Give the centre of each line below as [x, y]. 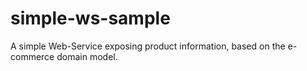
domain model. [87, 56]
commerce [32, 56]
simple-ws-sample [90, 18]
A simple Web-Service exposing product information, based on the [148, 46]
